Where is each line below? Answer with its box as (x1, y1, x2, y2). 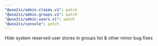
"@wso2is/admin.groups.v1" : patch (5, 12, 78, 17)
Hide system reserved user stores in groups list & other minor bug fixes (5, 35, 153, 41)
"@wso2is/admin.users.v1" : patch (5, 16, 75, 21)
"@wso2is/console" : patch (5, 21, 59, 26)
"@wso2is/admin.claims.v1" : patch (5, 7, 78, 12)
